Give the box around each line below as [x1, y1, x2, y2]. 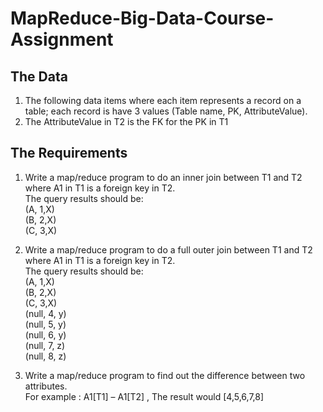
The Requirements [10, 145, 128, 162]
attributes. [24, 380, 68, 392]
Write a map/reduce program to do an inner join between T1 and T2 [24, 171, 303, 183]
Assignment [10, 28, 114, 51]
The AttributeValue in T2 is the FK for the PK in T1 [24, 116, 229, 127]
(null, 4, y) [24, 307, 67, 319]
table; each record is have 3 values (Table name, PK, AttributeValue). [24, 105, 308, 117]
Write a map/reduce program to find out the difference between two [24, 369, 306, 381]
